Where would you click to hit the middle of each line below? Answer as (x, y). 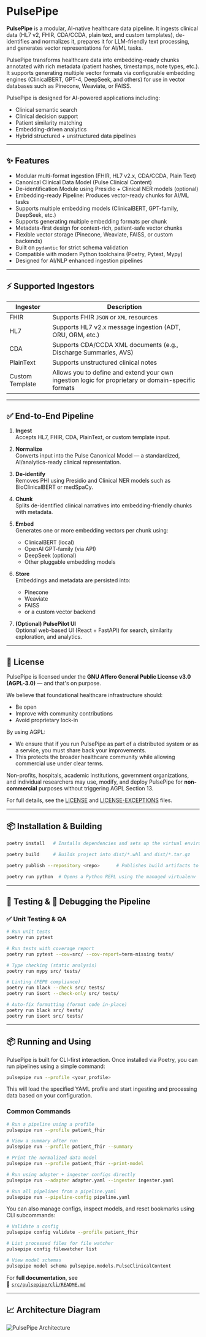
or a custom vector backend (60, 612)
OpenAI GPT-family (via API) (60, 549)
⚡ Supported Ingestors (51, 286)
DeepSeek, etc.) (36, 215)
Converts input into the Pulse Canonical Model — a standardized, (97, 456)
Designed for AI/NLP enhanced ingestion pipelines (79, 260)
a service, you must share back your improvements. (81, 750)
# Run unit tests (29, 932)
